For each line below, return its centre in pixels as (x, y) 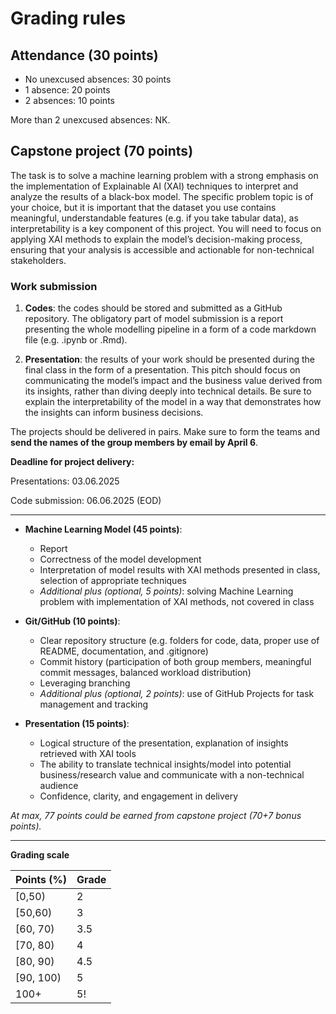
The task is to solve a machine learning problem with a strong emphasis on (164, 175)
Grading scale (40, 855)
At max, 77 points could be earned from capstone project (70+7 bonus (156, 816)
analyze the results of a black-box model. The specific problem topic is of (162, 196)
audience (59, 786)
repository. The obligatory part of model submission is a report (154, 319)
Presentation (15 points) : (77, 724)
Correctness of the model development (120, 559)
